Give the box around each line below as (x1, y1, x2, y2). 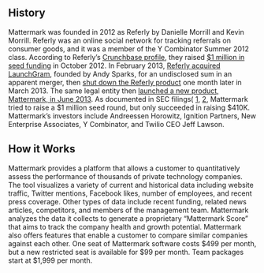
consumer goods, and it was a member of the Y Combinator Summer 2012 (8, 43, 250, 54)
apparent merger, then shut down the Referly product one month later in (8, 77, 242, 87)
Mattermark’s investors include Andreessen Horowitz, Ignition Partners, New (8, 110, 256, 121)
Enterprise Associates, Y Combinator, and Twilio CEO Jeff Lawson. (8, 119, 225, 129)
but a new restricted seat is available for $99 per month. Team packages (8, 247, 244, 256)
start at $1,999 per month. (8, 256, 93, 265)
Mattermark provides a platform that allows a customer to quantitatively (8, 163, 240, 173)
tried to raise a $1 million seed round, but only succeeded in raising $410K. (8, 103, 251, 112)
